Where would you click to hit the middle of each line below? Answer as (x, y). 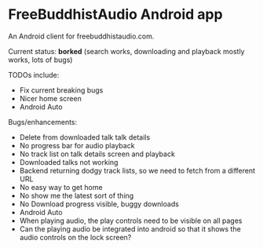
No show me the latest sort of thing (77, 195)
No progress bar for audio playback (77, 145)
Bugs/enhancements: (43, 122)
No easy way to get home (61, 187)
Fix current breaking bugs (61, 90)
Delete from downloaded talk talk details (85, 137)
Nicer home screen (51, 98)
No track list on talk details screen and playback (97, 154)
